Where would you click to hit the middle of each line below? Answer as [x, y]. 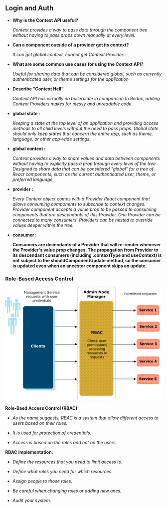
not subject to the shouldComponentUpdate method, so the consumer [86, 260]
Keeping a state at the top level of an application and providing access [85, 123]
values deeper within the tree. [43, 225]
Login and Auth [29, 8]
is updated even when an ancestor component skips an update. [80, 266]
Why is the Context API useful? [45, 20]
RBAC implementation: [29, 452]
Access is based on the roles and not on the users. [65, 442]
